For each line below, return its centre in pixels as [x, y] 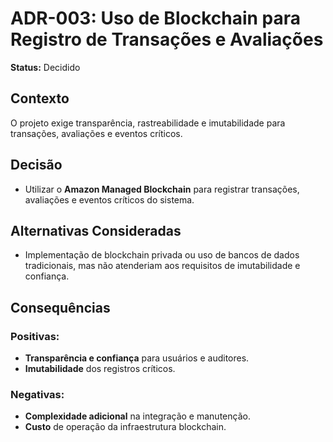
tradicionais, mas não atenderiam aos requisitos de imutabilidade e [162, 266]
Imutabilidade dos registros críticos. [100, 369]
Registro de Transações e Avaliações [167, 39]
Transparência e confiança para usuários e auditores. [137, 358]
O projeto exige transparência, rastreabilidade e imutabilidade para [148, 123]
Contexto [40, 98]
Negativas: [37, 394]
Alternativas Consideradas [96, 230]
